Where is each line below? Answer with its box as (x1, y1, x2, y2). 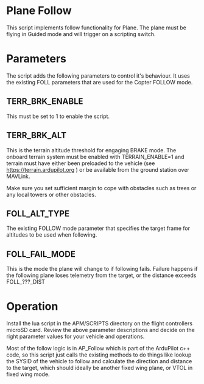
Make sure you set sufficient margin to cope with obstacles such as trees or (6, 184, 197, 191)
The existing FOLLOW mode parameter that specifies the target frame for (6, 224, 191, 232)
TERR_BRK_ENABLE (6, 96, 83, 107)
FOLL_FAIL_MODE (6, 249, 76, 259)
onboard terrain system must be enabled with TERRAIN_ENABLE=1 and (6, 153, 185, 160)
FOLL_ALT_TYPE (6, 209, 70, 219)
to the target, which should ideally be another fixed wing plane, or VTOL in (6, 364, 193, 372)
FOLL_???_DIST (6, 278, 46, 286)
